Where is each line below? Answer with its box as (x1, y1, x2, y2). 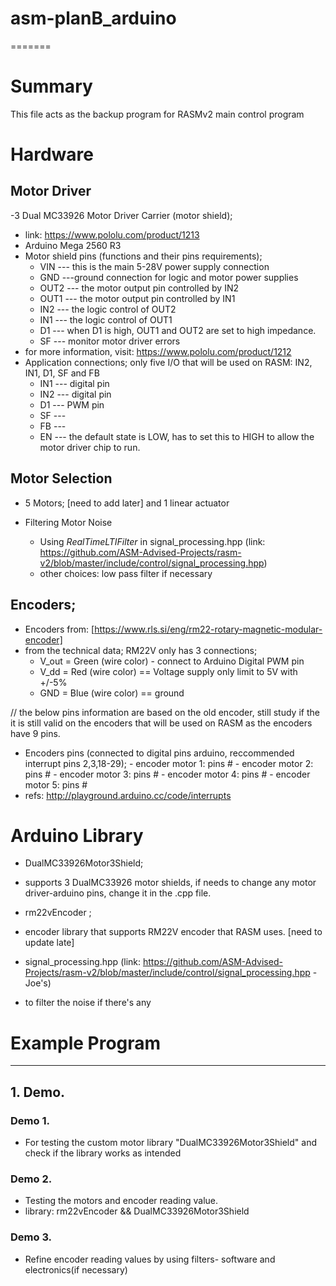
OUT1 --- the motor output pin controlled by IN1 (39, 292, 236, 304)
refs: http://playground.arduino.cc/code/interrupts (24, 789, 232, 801)
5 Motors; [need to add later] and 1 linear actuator (24, 497, 230, 509)
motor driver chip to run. (39, 441, 141, 453)
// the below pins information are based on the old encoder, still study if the (10, 706, 320, 718)
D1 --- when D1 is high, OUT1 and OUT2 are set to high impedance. (39, 324, 317, 336)
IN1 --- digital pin (39, 377, 110, 389)
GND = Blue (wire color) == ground (39, 687, 185, 699)
